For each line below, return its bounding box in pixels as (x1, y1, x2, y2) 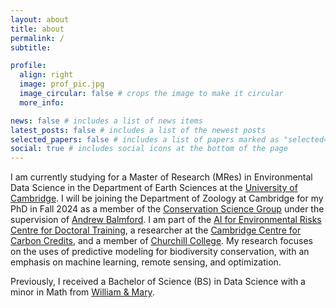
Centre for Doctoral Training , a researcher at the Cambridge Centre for (10, 224, 302, 236)
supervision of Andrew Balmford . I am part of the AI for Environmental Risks (10, 214, 322, 226)
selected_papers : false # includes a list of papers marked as (10, 134, 280, 145)
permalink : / (10, 33, 65, 43)
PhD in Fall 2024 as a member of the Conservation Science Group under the (10, 203, 325, 215)
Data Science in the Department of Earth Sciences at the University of (10, 182, 298, 194)
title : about (10, 24, 65, 34)
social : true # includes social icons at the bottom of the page (10, 144, 288, 154)
